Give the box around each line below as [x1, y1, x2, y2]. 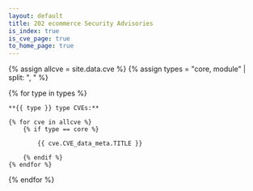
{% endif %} [23, 154, 63, 162]
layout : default [8, 11, 63, 20]
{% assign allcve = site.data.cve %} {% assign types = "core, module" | [8, 64, 247, 74]
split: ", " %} [8, 73, 48, 83]
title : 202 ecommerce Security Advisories [8, 19, 154, 28]
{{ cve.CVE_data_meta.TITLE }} [37, 139, 143, 148]
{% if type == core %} [23, 125, 99, 134]
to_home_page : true [8, 42, 74, 50]
